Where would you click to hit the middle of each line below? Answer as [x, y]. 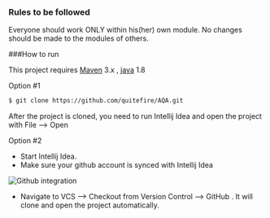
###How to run [34, 54]
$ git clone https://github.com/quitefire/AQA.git [96, 101]
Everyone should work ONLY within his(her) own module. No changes [125, 30]
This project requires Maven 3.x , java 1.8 [77, 70]
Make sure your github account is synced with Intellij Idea [117, 165]
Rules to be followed [50, 12]
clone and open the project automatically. [90, 205]
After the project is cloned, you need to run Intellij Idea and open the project [135, 116]
